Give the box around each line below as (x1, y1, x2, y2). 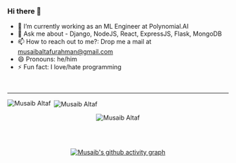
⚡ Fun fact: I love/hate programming (17, 63, 122, 71)
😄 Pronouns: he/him (17, 55, 77, 64)
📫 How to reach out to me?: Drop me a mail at (17, 38, 152, 46)
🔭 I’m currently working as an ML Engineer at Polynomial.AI (17, 22, 189, 31)
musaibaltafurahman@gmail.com (17, 48, 114, 56)
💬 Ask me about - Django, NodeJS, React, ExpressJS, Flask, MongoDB (17, 29, 223, 38)
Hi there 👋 (7, 6, 42, 16)
